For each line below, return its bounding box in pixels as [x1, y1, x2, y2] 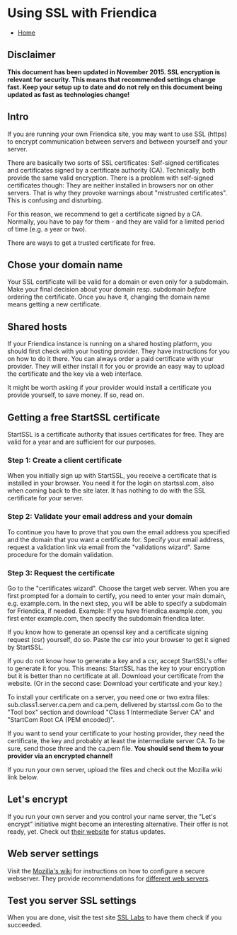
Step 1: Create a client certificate [7, 455, 122, 465]
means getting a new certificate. [7, 300, 102, 309]
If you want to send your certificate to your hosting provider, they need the [7, 729, 225, 738]
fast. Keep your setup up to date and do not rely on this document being [7, 83, 223, 91]
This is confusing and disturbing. [7, 196, 103, 205]
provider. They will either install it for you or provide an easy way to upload [7, 362, 225, 371]
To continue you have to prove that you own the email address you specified [7, 527, 230, 536]
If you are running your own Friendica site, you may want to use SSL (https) [7, 130, 227, 138]
